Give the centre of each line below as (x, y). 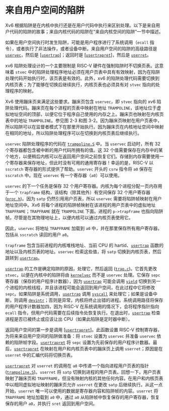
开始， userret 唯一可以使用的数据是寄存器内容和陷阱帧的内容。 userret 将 (82, 391)
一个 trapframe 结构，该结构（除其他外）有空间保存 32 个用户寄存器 (80, 192)
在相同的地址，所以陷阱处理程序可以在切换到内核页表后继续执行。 (73, 133)
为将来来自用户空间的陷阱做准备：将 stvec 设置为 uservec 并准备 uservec (80, 336)
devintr (36, 301)
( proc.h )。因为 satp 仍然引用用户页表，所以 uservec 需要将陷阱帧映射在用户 (83, 198)
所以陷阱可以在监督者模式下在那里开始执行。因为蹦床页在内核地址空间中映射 (84, 127)
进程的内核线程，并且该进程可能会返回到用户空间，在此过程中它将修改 (82, 287)
